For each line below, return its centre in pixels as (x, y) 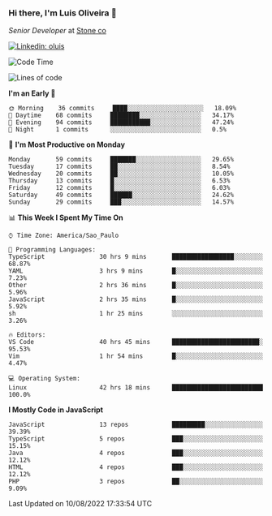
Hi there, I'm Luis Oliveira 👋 (63, 13)
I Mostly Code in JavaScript (56, 410)
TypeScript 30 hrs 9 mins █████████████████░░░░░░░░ (136, 257)
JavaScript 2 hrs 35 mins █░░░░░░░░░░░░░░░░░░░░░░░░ (136, 299)
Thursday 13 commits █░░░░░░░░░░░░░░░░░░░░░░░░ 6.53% (119, 181)
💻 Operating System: (45, 379)
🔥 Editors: (27, 335)
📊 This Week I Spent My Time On (66, 217)
